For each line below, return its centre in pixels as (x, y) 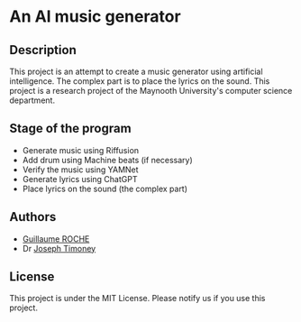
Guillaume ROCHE (56, 239)
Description (43, 50)
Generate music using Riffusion (81, 150)
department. (32, 100)
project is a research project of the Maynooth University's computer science (151, 91)
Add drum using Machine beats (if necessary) (108, 160)
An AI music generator (96, 17)
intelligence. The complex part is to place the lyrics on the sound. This (140, 81)
